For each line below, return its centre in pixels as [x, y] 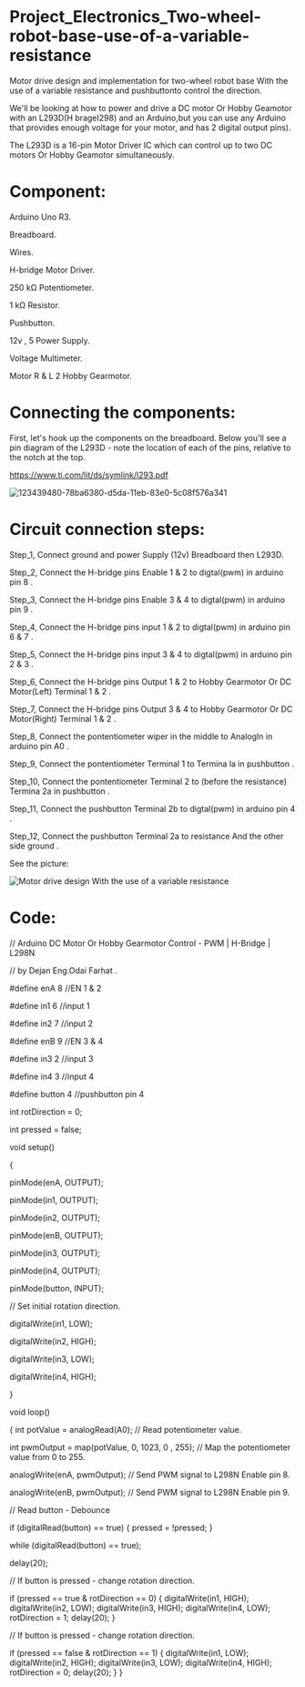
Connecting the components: [123, 413]
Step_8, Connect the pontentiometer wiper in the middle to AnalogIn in [141, 736]
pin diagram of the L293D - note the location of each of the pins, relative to [150, 447]
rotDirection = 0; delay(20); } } [66, 1672]
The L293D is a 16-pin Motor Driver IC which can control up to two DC [141, 145]
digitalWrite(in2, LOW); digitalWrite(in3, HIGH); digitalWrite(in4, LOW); [140, 1608]
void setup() [32, 1147]
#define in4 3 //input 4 [51, 1076]
